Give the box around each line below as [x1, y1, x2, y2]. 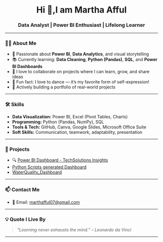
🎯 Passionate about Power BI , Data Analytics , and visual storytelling [12, 51, 149, 57]
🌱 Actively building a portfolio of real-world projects [12, 84, 115, 90]
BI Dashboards [12, 63, 43, 69]
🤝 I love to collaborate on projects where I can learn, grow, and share [12, 68, 149, 74]
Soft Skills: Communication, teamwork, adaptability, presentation [12, 129, 143, 135]
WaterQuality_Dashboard [12, 169, 62, 175]
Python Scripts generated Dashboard [12, 164, 87, 170]
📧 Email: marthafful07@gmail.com [12, 199, 80, 205]
